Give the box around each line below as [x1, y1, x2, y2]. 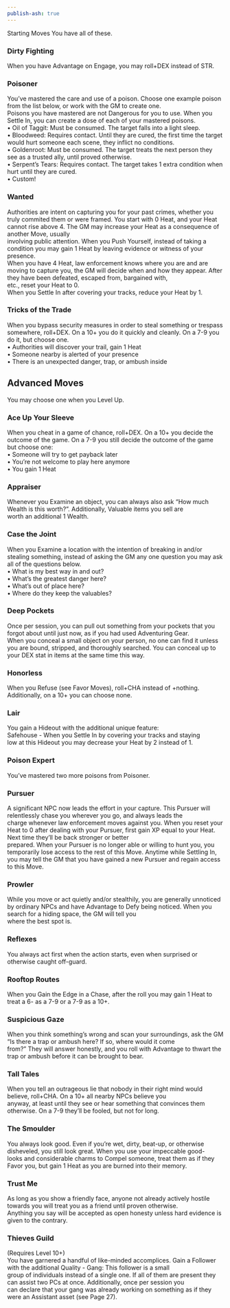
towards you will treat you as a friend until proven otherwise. [7, 1201, 179, 1210]
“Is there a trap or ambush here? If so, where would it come [7, 1038, 175, 1046]
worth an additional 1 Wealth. [7, 512, 89, 521]
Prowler [7, 880, 34, 889]
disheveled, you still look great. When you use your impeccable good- [7, 1146, 205, 1155]
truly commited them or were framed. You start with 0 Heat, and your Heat [7, 215, 218, 224]
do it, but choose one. [7, 335, 69, 344]
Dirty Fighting [7, 46, 54, 56]
